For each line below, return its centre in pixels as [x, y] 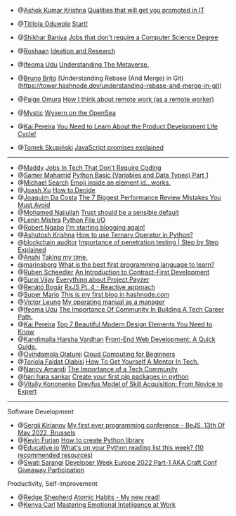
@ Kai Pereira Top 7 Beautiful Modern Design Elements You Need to [115, 324]
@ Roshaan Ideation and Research [66, 51]
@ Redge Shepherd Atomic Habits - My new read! [88, 497]
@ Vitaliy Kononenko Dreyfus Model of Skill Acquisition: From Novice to [120, 384]
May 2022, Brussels [46, 432]
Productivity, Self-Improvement [53, 483]
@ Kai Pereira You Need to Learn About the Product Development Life [118, 126]
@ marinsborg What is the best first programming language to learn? [116, 265]
